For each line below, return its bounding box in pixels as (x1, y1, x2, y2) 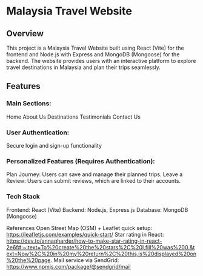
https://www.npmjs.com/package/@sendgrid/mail (6, 263, 131, 270)
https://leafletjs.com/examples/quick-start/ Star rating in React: (6, 231, 164, 238)
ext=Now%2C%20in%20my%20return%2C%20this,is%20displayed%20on (6, 250, 197, 257)
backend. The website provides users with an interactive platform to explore (6, 57, 196, 64)
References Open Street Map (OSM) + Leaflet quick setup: (6, 224, 153, 231)
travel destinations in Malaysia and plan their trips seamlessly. (6, 64, 161, 71)
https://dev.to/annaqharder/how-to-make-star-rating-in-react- (6, 237, 162, 245)
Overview (6, 28, 44, 39)
